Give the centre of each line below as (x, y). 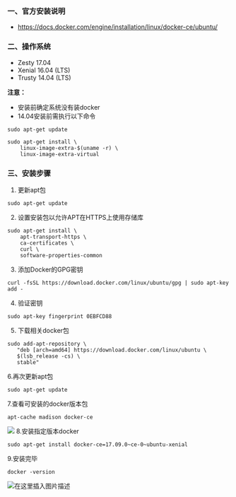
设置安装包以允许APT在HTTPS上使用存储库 (80, 217)
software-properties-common (61, 255)
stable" (28, 362)
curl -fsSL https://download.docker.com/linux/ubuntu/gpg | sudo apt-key (118, 283)
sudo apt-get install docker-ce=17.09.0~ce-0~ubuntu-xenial (98, 444)
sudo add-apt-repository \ (47, 344)
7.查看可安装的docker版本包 (48, 404)
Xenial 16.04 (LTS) (44, 70)
